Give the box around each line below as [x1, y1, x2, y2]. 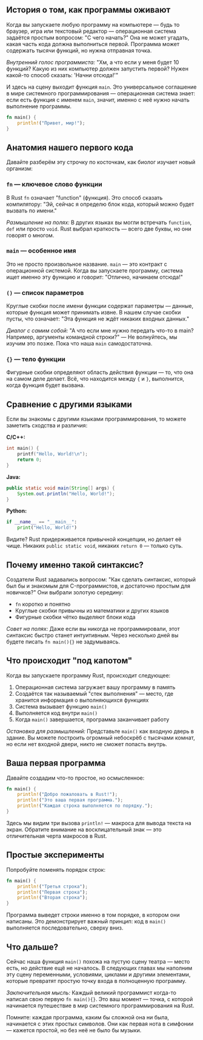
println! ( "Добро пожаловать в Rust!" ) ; [17, 792, 118, 798]
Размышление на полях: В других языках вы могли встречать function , [6, 219, 192, 226]
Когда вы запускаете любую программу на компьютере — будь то [6, 21, 180, 28]
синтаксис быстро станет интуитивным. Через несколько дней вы [6, 631, 179, 639]
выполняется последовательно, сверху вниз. [6, 924, 124, 931]
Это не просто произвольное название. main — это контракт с [6, 260, 168, 268]
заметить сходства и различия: [6, 422, 88, 429]
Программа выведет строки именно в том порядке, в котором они [6, 911, 180, 919]
